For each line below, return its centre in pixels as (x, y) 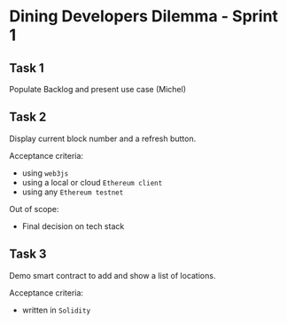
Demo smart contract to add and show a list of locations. (112, 275)
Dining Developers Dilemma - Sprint (144, 16)
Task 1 (27, 68)
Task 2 (28, 117)
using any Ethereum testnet (73, 192)
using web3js (45, 173)
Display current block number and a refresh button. (103, 138)
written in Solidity (56, 310)
